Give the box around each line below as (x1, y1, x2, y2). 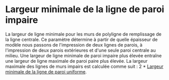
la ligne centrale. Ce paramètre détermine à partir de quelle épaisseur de (5, 36, 158, 43)
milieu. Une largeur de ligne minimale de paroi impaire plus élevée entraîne (5, 52, 162, 59)
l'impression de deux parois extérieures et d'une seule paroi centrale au (5, 47, 156, 53)
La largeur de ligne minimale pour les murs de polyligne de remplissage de (5, 31, 162, 37)
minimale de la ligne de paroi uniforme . (5, 68, 87, 74)
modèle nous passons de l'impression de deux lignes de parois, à (5, 42, 143, 48)
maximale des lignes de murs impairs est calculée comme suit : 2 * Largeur (5, 63, 164, 69)
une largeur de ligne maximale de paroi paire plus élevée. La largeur (5, 58, 148, 64)
